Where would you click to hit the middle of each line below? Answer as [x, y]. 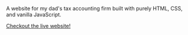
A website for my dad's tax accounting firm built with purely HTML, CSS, [95, 8]
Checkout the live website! [38, 26]
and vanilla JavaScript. [34, 15]
